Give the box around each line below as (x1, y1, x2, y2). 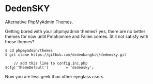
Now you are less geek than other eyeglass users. (5, 73, 105, 79)
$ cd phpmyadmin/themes (5, 48, 53, 53)
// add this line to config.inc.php (14, 61, 88, 66)
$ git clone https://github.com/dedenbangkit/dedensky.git (5, 52, 127, 57)
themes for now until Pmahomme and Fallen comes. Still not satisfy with (5, 34, 149, 39)
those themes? (5, 38, 35, 44)
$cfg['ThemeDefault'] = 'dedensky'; (5, 65, 94, 70)
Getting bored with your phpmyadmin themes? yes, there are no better (5, 28, 146, 34)
